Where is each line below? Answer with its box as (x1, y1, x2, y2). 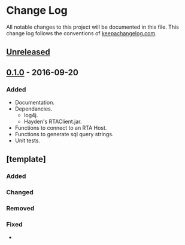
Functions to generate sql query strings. (14, 131, 114, 138)
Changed (6, 188, 34, 197)
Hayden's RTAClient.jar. (23, 118, 82, 125)
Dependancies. (14, 105, 53, 112)
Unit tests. (14, 137, 41, 144)
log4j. (23, 112, 38, 119)
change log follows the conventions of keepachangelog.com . (6, 29, 157, 36)
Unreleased (6, 47, 51, 57)
